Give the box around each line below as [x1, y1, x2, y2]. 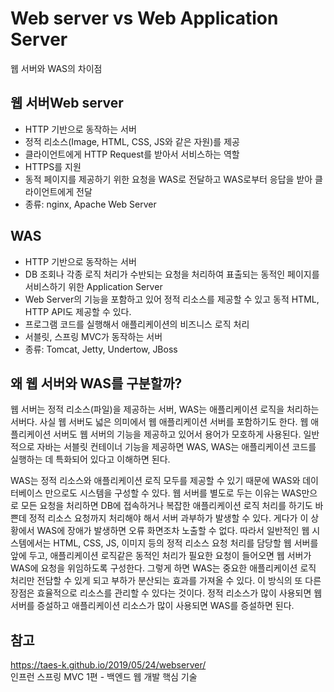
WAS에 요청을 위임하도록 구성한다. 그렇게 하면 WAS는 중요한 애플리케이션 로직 [10, 562, 317, 574]
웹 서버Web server [10, 95, 124, 112]
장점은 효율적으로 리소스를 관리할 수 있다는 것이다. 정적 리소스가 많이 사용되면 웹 [10, 587, 323, 599]
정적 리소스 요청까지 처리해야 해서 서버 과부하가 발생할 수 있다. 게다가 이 [28, 512, 309, 524]
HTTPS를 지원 [24, 160, 82, 172]
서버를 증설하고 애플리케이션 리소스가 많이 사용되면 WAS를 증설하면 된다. [10, 600, 295, 612]
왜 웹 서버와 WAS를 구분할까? [10, 375, 183, 392]
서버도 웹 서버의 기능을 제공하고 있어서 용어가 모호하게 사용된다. [53, 428, 302, 441]
